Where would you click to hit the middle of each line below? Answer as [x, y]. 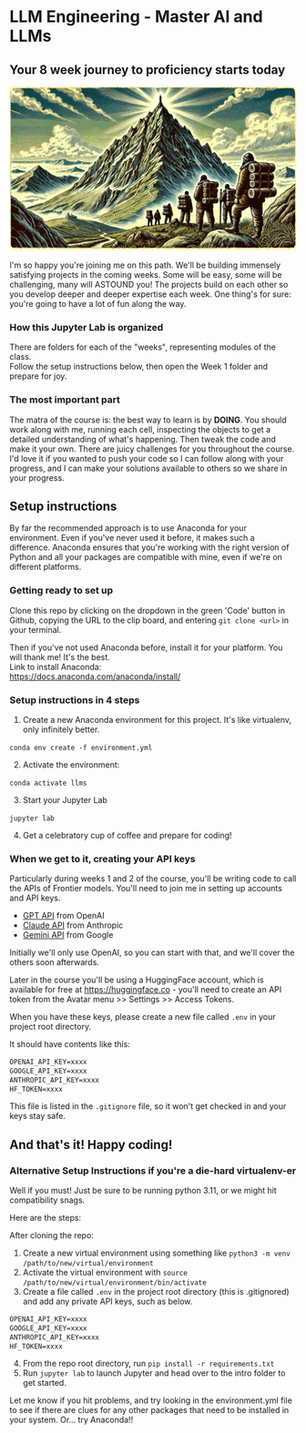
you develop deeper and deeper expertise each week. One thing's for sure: [150, 294]
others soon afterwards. [55, 962]
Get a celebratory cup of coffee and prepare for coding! [127, 835]
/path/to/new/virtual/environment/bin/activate [114, 1282]
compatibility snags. [47, 1200]
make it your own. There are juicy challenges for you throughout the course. [152, 449]
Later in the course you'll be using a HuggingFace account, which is [137, 980]
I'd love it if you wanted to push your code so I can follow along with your [147, 458]
